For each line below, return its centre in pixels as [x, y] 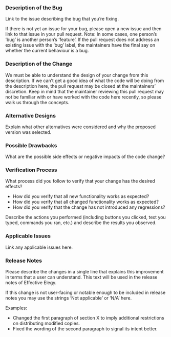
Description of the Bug [34, 8]
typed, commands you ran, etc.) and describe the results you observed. [81, 223]
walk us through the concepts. [37, 102]
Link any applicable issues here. [39, 247]
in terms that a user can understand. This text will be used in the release [81, 277]
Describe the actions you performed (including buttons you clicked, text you [86, 217]
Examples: [16, 308]
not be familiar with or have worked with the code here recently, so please [83, 97]
